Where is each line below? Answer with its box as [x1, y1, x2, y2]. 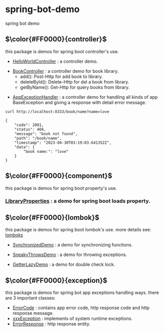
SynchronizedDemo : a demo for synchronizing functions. [12, 242, 133, 248]
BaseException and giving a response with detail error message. [12, 99, 146, 105]
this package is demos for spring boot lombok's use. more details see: [5, 227, 151, 233]
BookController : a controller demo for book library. [12, 68, 119, 74]
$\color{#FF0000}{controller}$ [5, 35, 107, 44]
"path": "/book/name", [14, 136, 62, 141]
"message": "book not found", [14, 131, 78, 136]
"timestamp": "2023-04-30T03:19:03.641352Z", [14, 140, 112, 145]
